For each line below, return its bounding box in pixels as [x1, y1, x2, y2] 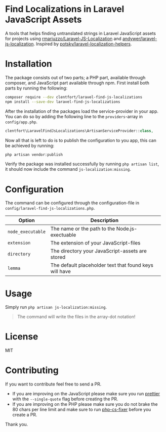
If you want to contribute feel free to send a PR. [5, 381, 102, 387]
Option [18, 217, 35, 224]
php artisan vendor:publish [5, 152, 63, 157]
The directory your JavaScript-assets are [50, 247, 147, 254]
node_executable [7, 229, 46, 235]
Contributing [5, 365, 59, 376]
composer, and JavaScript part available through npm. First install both [5, 80, 150, 86]
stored [50, 254, 66, 261]
